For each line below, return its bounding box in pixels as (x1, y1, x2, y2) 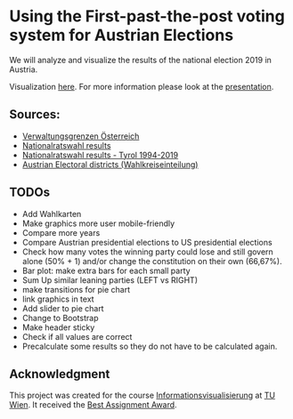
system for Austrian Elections (9, 25, 234, 45)
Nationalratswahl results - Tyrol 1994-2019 (21, 149, 179, 160)
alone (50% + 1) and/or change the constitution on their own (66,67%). (21, 255, 282, 266)
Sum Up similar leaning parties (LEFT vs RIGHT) (21, 274, 199, 286)
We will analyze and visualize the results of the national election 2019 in (9, 54, 272, 65)
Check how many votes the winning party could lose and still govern (21, 246, 273, 257)
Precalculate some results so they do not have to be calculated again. (21, 341, 278, 351)
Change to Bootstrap (21, 312, 99, 323)
